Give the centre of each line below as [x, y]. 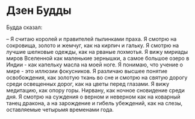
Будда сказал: [24, 27]
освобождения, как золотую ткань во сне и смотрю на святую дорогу [97, 77]
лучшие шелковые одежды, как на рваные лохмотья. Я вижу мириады [97, 51]
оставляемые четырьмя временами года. [60, 109]
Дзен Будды [39, 11]
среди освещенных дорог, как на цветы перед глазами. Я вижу [88, 84]
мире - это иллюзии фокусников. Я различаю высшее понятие [87, 71]
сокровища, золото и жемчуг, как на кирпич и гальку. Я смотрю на [93, 45]
